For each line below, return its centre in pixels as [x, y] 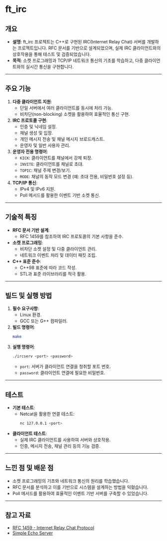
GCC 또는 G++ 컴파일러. [44, 321]
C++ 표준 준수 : [27, 261]
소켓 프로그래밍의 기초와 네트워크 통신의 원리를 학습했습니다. [71, 481]
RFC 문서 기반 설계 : [31, 230]
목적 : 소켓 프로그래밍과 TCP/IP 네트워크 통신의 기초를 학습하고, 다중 [78, 60]
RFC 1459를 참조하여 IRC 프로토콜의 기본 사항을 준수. [72, 236]
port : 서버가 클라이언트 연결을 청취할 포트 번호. [65, 367]
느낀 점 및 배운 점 [29, 468]
